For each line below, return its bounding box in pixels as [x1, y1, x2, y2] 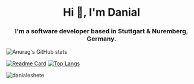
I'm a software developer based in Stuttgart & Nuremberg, [15, 27, 189, 36]
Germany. [86, 34, 117, 43]
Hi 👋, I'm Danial [63, 5, 140, 19]
